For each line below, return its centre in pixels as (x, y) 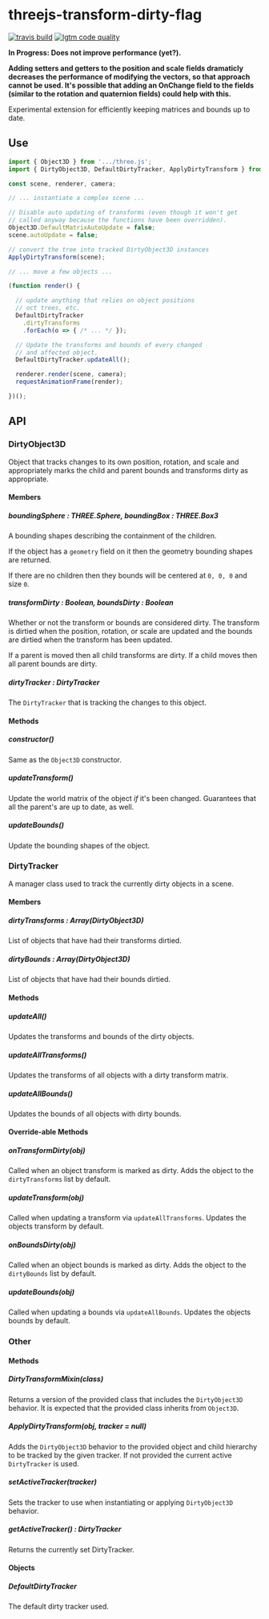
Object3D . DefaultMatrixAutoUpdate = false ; (82, 227)
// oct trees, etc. (48, 308)
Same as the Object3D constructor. (65, 759)
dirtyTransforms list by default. (60, 1179)
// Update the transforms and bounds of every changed (109, 345)
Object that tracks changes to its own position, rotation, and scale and (124, 462)
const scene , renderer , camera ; (62, 184)
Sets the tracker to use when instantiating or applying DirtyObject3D (121, 1502)
